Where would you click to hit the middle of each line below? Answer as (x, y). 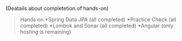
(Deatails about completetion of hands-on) (57, 8)
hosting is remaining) (45, 32)
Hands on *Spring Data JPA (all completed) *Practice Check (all (98, 19)
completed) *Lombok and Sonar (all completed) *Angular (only (97, 26)
